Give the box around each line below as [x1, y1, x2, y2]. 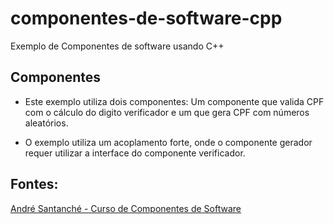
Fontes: [10, 176, 59, 193]
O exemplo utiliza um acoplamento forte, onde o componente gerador [24, 136, 313, 148]
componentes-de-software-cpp [10, 7, 283, 30]
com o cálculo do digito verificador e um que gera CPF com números [24, 106, 310, 118]
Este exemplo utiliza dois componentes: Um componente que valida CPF [24, 95, 325, 107]
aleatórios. [24, 117, 69, 129]
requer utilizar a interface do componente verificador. [24, 147, 246, 159]
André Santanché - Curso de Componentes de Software [10, 202, 242, 214]
